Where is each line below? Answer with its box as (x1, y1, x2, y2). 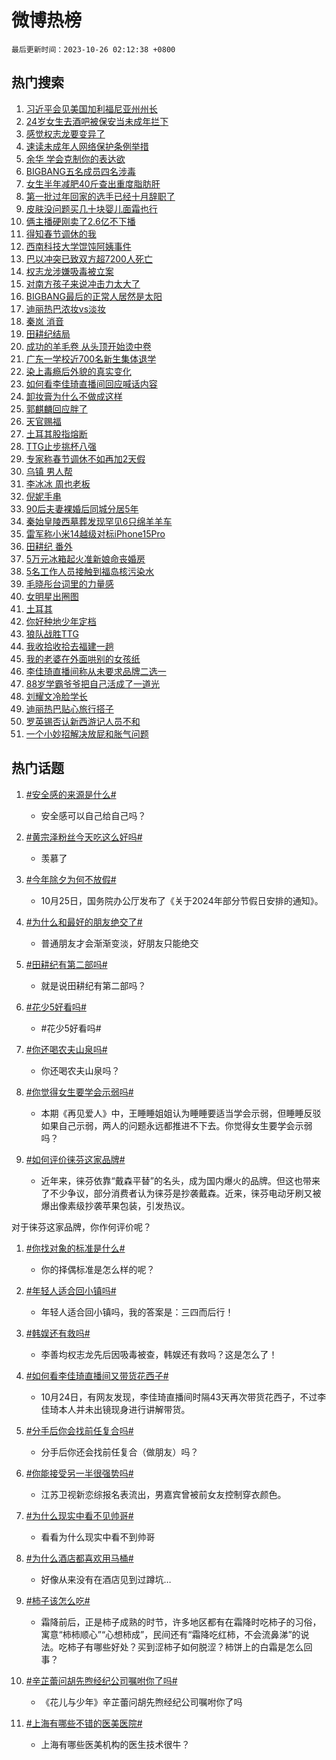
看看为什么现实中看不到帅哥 (40, 1531, 156, 1543)
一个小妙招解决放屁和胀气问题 (25, 727, 149, 740)
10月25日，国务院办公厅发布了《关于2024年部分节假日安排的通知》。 (40, 894, 324, 906)
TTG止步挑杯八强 (25, 440, 97, 452)
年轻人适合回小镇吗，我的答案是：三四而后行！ (40, 1306, 234, 1318)
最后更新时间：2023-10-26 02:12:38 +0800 (11, 44, 176, 55)
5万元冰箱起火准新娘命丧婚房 (25, 552, 146, 565)
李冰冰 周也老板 (25, 477, 91, 490)
